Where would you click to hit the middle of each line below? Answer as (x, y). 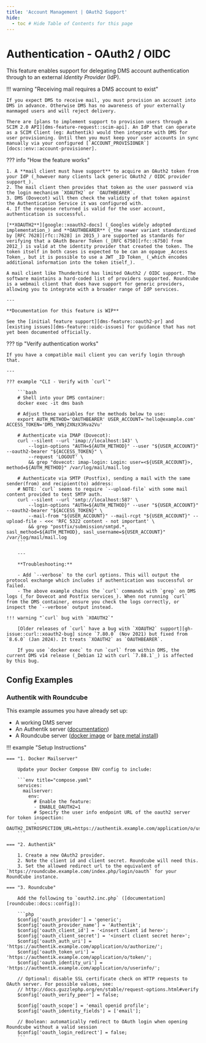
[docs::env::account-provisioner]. (52, 149)
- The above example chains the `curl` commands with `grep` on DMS (107, 591)
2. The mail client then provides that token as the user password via (100, 188)
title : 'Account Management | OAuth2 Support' (67, 12)
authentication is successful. (46, 214)
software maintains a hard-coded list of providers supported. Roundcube (103, 279)
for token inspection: (35, 818)
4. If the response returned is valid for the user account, (86, 209)
